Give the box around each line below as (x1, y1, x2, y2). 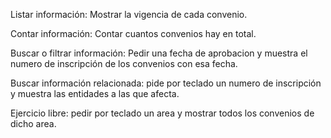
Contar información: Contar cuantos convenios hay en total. (10, 28, 257, 39)
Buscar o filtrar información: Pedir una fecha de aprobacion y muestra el (10, 47, 308, 59)
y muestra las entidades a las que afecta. (10, 88, 180, 99)
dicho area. (10, 118, 57, 129)
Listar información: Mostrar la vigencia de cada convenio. (10, 9, 248, 20)
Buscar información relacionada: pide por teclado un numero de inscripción (10, 77, 322, 89)
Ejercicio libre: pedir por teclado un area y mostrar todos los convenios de (10, 107, 315, 119)
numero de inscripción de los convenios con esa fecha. (10, 58, 238, 69)
